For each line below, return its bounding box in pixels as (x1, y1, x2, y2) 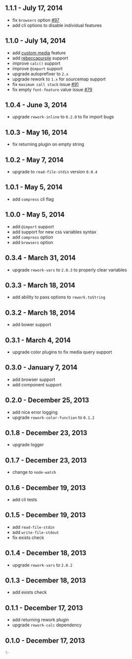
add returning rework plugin (12, 617, 69, 623)
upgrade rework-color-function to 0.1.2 (12, 414, 95, 420)
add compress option (12, 234, 53, 240)
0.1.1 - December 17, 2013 (5, 604, 83, 612)
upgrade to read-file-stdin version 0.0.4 (12, 169, 98, 175)
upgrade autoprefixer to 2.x (12, 71, 69, 77)
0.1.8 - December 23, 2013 (5, 428, 88, 437)
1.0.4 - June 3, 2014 (5, 101, 67, 109)
